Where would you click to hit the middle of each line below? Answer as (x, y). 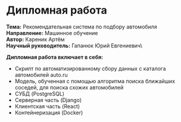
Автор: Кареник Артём (35, 39)
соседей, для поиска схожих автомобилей (69, 87)
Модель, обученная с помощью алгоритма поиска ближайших (95, 81)
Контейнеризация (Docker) (49, 113)
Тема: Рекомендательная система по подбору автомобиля (82, 27)
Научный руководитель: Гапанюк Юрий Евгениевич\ (74, 46)
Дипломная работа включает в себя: (54, 57)
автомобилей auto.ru (41, 75)
